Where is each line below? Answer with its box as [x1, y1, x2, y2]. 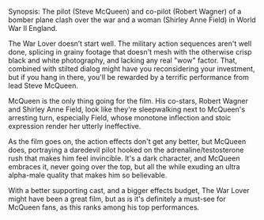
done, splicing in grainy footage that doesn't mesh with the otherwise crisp [8, 47, 252, 56]
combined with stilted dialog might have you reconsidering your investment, [8, 64, 255, 74]
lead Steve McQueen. [8, 81, 79, 90]
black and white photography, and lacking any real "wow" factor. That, [8, 55, 238, 65]
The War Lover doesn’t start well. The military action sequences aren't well [8, 39, 252, 48]
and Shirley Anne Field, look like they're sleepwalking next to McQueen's [8, 104, 246, 114]
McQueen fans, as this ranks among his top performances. [8, 203, 200, 212]
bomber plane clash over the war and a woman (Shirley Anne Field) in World [8, 15, 257, 25]
